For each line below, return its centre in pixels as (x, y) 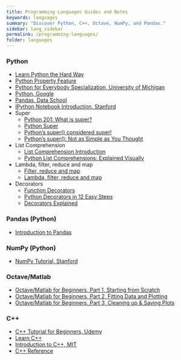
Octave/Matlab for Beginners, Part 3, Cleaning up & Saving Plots (95, 303)
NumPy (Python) (31, 248)
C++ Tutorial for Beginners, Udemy (59, 332)
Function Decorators (49, 190)
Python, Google (34, 94)
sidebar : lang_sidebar (35, 29)
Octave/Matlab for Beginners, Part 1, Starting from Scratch (87, 290)
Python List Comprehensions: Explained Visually (84, 158)
